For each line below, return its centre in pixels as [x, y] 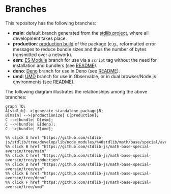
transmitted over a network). [42, 55]
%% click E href [22, 173]
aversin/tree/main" [26, 151]
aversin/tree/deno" [26, 178]
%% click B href [22, 147]
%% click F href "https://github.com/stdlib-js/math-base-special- [78, 182]
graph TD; [16, 106]
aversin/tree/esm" [25, 169]
